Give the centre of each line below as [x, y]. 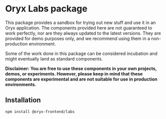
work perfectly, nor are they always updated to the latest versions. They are [83, 33]
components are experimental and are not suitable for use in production [81, 79]
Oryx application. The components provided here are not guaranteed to [79, 27]
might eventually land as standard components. [54, 58]
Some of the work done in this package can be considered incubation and [81, 53]
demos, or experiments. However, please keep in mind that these [74, 73]
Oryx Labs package [46, 9]
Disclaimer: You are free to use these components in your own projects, [81, 68]
